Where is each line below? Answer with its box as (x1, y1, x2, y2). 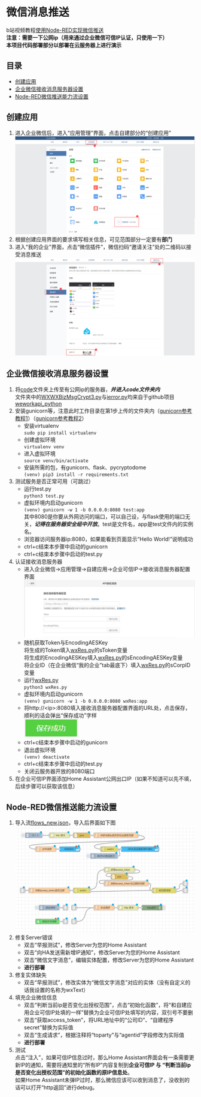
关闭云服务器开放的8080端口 (23, 768, 95, 775)
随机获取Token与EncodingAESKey (23, 639, 108, 646)
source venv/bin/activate (23, 457, 89, 464)
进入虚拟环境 (23, 449, 56, 457)
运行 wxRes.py (23, 676, 59, 684)
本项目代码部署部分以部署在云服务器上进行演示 (6, 41, 121, 49)
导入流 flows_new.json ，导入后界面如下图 (14, 819, 116, 826)
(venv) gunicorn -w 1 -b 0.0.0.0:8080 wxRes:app (23, 699, 148, 705)
